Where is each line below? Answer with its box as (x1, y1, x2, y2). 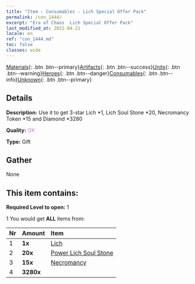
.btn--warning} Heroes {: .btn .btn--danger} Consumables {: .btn (6, 69, 158, 77)
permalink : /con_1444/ (6, 14, 62, 20)
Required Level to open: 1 (6, 204, 69, 211)
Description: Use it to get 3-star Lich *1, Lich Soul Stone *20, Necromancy (6, 109, 189, 116)
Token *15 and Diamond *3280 (6, 115, 83, 122)
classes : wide (6, 47, 41, 53)
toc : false (6, 42, 33, 48)
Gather (6, 155, 32, 165)
